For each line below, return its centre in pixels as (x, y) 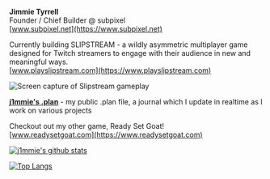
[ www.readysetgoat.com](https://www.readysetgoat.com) (106, 134)
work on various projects (51, 110)
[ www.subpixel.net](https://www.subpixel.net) (86, 29)
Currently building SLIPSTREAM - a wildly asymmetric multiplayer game (129, 45)
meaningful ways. (39, 62)
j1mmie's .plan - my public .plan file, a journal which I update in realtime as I (136, 102)
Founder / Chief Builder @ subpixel (67, 20)
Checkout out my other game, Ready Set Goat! (87, 126)
